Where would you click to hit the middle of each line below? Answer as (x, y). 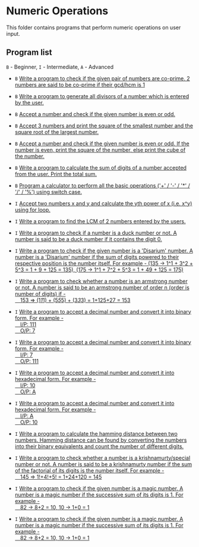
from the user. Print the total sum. (56, 174)
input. (13, 33)
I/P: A (27, 415)
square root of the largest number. (57, 132)
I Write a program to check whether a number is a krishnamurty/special (102, 458)
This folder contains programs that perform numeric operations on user (94, 27)
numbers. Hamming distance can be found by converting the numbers (101, 440)
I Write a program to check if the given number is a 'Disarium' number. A (104, 251)
